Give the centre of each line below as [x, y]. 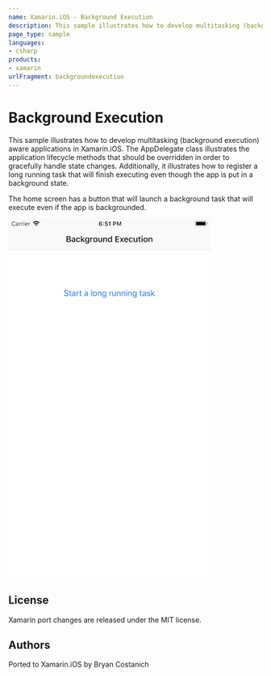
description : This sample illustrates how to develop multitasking [124, 25]
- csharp [23, 51]
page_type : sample [39, 34]
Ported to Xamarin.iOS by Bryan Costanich [79, 664]
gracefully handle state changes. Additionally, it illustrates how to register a [133, 166]
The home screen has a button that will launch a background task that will [131, 199]
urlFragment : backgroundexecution [67, 77]
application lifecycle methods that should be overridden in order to [119, 157]
